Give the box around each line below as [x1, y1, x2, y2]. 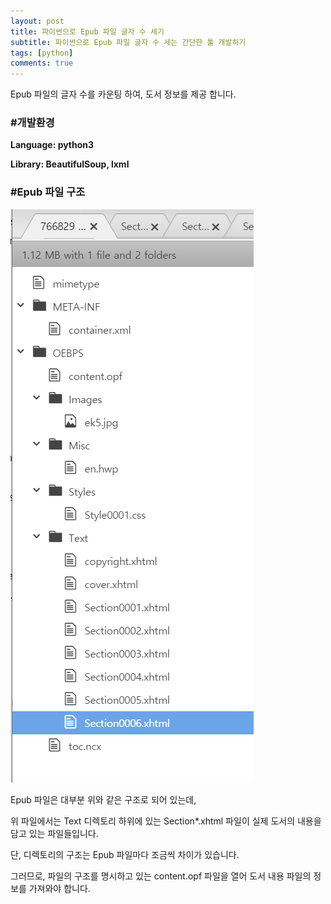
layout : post [10, 16, 65, 26]
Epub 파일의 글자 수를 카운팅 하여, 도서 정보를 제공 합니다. [10, 88, 237, 100]
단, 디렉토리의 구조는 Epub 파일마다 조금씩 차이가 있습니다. [10, 848, 240, 860]
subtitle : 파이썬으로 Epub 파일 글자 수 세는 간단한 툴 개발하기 [10, 37, 247, 47]
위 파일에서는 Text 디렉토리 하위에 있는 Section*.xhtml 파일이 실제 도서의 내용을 [10, 815, 322, 827]
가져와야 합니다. [28, 882, 91, 894]
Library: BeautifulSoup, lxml [10, 158, 130, 170]
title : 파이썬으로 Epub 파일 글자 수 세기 [10, 26, 165, 37]
